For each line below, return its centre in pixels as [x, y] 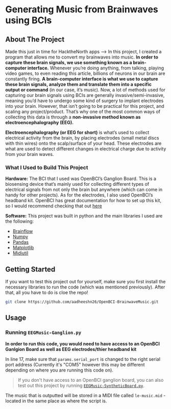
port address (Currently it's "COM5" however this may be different [75, 364]
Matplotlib [23, 248]
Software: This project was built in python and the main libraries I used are [84, 216]
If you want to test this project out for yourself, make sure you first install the [86, 282]
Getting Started [30, 269]
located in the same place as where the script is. [56, 401]
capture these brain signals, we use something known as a [69, 62]
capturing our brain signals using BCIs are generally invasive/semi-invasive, [85, 95]
